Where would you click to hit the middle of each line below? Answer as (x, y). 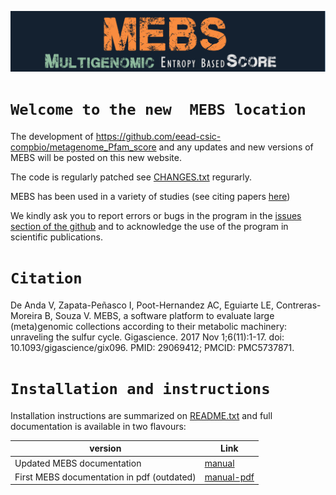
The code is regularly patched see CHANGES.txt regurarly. (131, 177)
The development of (52, 136)
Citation (46, 278)
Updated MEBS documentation (78, 463)
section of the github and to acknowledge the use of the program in (149, 226)
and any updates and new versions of (236, 147)
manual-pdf (229, 477)
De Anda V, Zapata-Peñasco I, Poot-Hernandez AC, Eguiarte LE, (142, 305)
